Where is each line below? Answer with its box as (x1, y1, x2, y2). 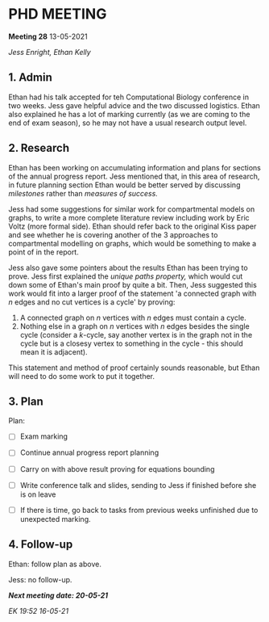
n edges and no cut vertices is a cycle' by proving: (8, 296, 176, 307)
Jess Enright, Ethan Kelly (8, 47, 91, 57)
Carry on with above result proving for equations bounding (19, 464, 215, 473)
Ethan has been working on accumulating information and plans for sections (8, 162, 262, 172)
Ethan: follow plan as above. (8, 559, 102, 569)
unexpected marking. (19, 514, 91, 523)
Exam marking (19, 431, 68, 441)
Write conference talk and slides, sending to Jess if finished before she (19, 480, 257, 490)
